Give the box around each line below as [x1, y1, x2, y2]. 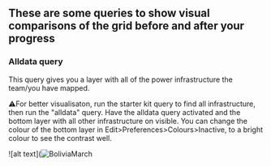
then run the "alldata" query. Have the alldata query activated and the [8, 107, 241, 117]
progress [8, 32, 55, 45]
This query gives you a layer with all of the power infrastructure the [8, 74, 233, 84]
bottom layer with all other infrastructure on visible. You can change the [8, 116, 248, 126]
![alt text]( [8, 149, 42, 159]
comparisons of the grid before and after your [8, 19, 245, 33]
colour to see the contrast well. [8, 133, 112, 143]
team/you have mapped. [8, 83, 90, 92]
